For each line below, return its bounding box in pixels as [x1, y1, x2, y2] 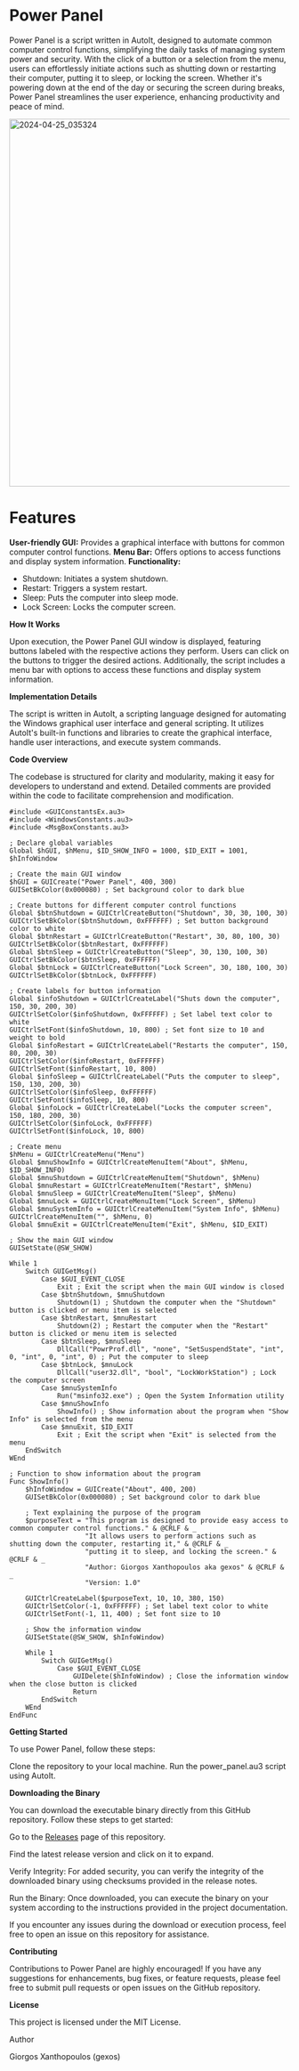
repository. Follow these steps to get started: [9, 1814, 174, 1824]
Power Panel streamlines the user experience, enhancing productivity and [9, 91, 280, 102]
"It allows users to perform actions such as [85, 1532, 256, 1541]
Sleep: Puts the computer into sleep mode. [21, 592, 179, 603]
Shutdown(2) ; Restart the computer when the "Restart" [56, 1321, 269, 1331]
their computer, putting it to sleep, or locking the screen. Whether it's [9, 72, 263, 83]
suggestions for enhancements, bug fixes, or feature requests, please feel [9, 1972, 281, 1983]
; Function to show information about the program [9, 1469, 201, 1478]
